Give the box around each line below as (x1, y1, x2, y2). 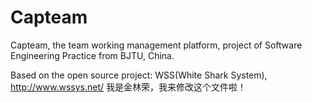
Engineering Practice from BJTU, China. (10, 49, 175, 61)
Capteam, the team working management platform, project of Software (10, 39, 303, 51)
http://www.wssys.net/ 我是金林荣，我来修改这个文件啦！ (10, 81, 247, 93)
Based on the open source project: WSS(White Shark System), (10, 69, 268, 81)
